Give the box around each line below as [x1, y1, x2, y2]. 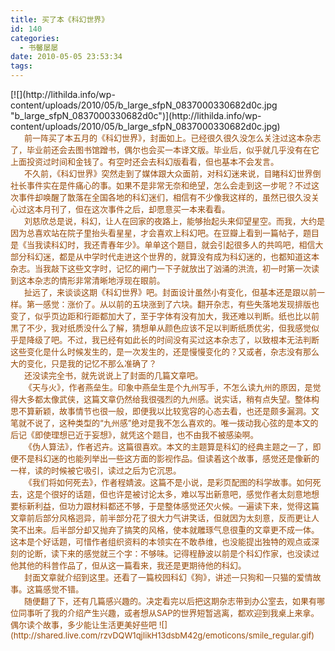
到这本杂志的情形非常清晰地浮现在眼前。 [10, 275, 166, 286]
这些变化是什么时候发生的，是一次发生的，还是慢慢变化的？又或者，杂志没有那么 [10, 346, 320, 357]
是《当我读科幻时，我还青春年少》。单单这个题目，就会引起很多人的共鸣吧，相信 [10, 239, 316, 250]
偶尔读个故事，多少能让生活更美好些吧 [10, 619, 158, 630]
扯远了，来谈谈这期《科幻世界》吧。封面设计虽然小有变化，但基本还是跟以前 [23, 287, 317, 298]
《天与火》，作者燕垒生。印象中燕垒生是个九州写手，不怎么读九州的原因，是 [23, 382, 313, 393]
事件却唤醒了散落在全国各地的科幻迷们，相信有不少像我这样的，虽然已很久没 [18, 192, 312, 203]
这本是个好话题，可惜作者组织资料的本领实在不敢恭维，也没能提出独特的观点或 [10, 536, 312, 547]
